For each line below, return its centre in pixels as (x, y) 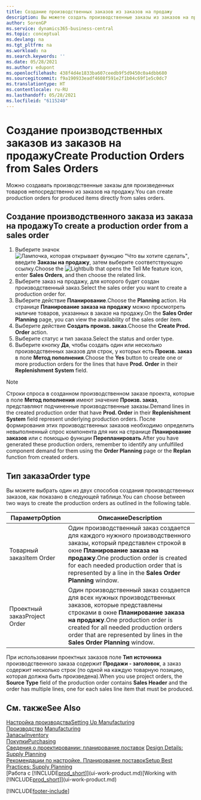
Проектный (26, 609)
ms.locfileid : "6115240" (37, 101)
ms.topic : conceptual (33, 34)
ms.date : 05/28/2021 (32, 62)
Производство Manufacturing (43, 728)
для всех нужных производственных (122, 598)
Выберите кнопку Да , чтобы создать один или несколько (89, 345)
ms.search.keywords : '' (36, 56)
